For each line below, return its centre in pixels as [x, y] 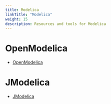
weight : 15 [16, 19]
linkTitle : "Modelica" [29, 14]
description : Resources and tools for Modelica [56, 24]
